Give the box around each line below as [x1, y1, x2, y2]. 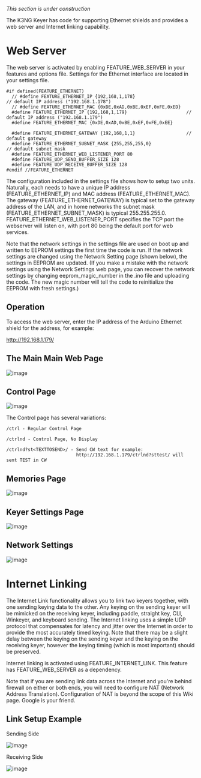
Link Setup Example [6, 714, 82, 725]
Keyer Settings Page [6, 507, 84, 517]
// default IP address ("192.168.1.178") [6, 98, 112, 104]
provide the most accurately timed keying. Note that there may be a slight [6, 629, 188, 636]
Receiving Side [6, 753, 43, 761]
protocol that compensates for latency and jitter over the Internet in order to [6, 622, 193, 629]
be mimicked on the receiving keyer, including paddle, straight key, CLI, [6, 609, 183, 617]
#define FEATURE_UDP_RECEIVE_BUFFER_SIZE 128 [11, 161, 128, 167]
